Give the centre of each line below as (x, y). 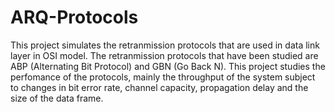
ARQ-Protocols (74, 17)
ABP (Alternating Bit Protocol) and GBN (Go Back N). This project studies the (168, 66)
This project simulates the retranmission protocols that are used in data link (165, 45)
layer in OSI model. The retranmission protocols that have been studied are (164, 55)
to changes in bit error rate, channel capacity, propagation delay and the (159, 87)
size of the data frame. (57, 98)
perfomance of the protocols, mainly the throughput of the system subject (163, 77)
